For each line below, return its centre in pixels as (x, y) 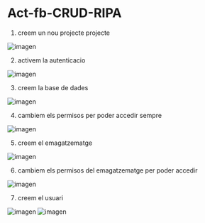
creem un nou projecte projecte (63, 33)
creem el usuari (40, 197)
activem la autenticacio (51, 60)
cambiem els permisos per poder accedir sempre (89, 115)
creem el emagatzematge (55, 143)
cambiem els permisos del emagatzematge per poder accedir (107, 170)
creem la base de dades (53, 87)
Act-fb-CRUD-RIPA (65, 13)
